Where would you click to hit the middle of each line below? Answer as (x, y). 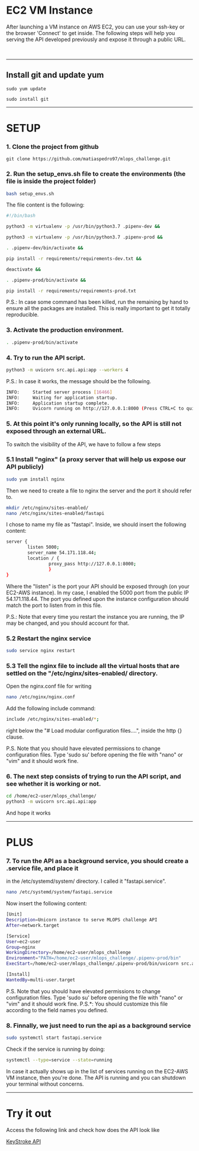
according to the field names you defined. (57, 1010)
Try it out (29, 1114)
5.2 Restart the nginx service (49, 638)
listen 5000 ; (44, 547)
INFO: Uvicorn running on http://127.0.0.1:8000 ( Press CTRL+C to (95, 409)
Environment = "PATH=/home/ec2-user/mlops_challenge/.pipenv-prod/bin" (94, 958)
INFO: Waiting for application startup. (62, 398)
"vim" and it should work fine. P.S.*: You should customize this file (87, 1004)
